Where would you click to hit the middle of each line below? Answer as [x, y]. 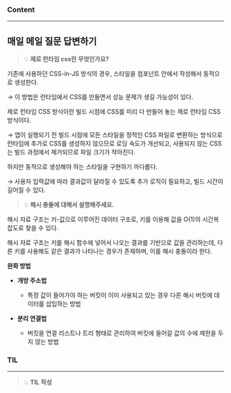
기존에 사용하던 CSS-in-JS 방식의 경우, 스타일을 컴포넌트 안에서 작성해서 [104, 74]
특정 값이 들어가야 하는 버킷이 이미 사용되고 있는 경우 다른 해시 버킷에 [120, 295]
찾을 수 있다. [42, 228]
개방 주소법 [32, 281]
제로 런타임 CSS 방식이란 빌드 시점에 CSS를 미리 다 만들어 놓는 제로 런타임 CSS [114, 112]
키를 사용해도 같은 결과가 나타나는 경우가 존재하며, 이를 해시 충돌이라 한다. [113, 251]
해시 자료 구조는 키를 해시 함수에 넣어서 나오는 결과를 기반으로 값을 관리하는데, [112, 243]
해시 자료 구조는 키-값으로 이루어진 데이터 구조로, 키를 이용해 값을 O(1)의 [104, 219]
